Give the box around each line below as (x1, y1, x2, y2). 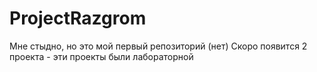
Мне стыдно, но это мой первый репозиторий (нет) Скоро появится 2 (9, 40, 308, 52)
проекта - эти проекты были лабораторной (9, 50, 194, 62)
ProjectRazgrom (9, 7, 147, 30)
